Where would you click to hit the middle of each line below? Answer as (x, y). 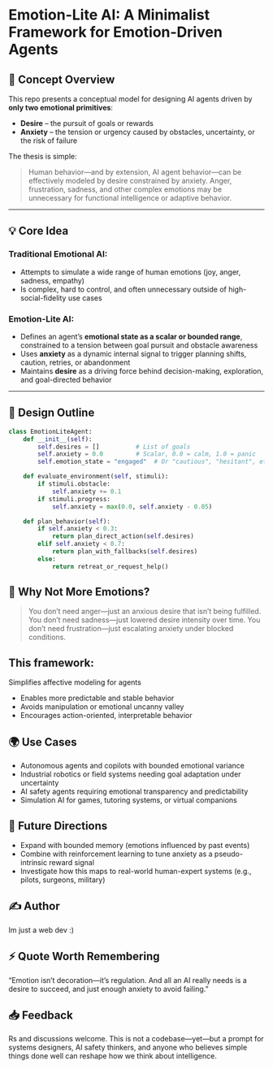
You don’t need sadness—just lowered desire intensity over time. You (144, 620)
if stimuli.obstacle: (74, 484)
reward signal (71, 862)
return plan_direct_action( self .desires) (123, 537)
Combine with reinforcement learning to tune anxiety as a (116, 854)
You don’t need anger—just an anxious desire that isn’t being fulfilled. (145, 612)
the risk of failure (49, 141)
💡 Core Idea (39, 231)
